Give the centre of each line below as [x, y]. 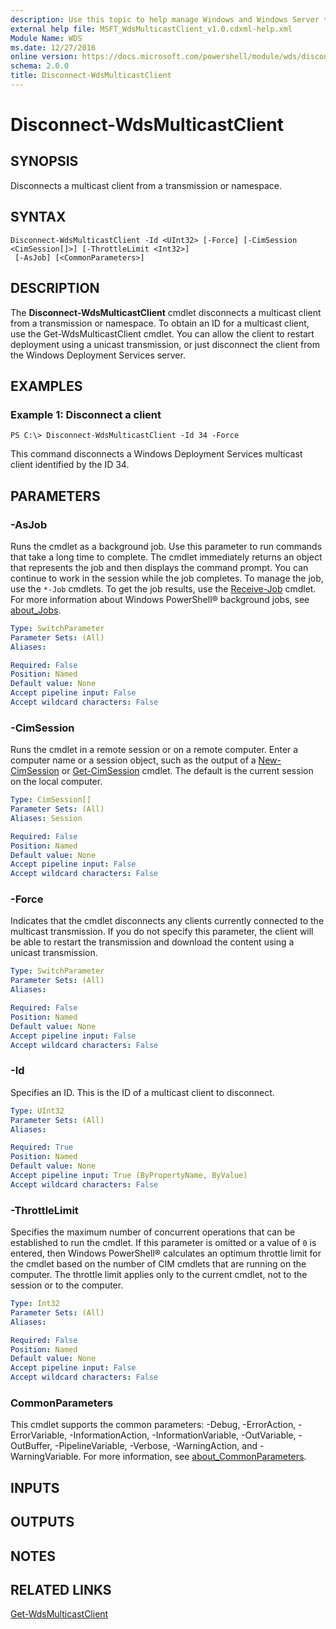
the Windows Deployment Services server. [98, 355]
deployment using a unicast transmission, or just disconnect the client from [165, 344]
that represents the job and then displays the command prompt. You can [159, 567]
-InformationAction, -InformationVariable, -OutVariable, [183, 1435]
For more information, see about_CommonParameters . [195, 1457]
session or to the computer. [67, 1285]
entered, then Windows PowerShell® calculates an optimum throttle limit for [166, 1253]
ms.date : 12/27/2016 [53, 47]
